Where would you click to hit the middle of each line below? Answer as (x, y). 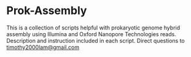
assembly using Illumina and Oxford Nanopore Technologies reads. (91, 34)
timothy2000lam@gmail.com (43, 47)
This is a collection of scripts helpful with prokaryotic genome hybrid (93, 28)
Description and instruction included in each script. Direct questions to (96, 40)
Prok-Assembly (47, 11)
